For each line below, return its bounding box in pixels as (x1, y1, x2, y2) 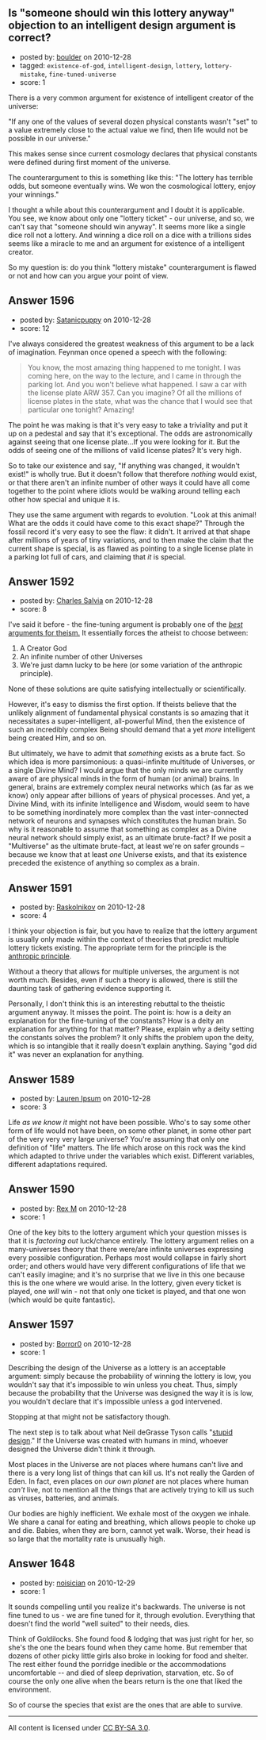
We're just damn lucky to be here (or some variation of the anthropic (19, 660, 243, 670)
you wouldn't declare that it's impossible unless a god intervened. (8, 1396, 223, 1406)
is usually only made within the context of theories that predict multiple (8, 935, 240, 944)
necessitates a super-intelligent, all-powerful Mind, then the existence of (8, 716, 245, 726)
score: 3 (19, 1102, 47, 1112)
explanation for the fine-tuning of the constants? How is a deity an (8, 1016, 224, 1026)
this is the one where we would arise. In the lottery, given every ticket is (8, 1277, 241, 1288)
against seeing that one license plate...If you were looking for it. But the (8, 436, 240, 447)
